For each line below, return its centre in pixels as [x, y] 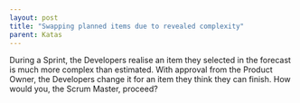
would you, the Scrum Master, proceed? [84, 89]
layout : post [34, 18]
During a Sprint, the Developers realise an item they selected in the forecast [150, 61]
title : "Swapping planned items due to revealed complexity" [127, 26]
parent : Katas [36, 34]
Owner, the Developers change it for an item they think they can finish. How [150, 80]
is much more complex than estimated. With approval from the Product [141, 70]
